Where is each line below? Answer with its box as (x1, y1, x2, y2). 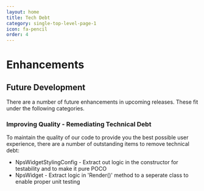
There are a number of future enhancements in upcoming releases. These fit (6, 98, 199, 106)
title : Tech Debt (6, 15, 51, 21)
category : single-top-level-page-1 (6, 20, 97, 26)
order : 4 (6, 32, 29, 38)
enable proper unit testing (15, 178, 80, 186)
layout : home (6, 9, 40, 15)
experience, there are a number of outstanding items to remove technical (6, 140, 190, 148)
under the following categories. (6, 105, 85, 112)
